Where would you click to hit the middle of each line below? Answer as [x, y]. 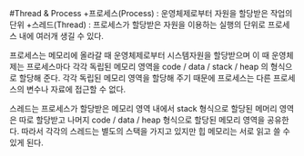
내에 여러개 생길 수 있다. [61, 36]
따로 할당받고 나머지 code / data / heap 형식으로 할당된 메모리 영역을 [142, 120]
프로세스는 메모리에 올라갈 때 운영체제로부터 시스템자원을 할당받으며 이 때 [140, 55]
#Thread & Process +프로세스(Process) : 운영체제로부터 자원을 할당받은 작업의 [151, 13]
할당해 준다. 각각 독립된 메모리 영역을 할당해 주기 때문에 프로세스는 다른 [145, 78]
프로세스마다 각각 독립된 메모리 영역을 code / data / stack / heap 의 [147, 67]
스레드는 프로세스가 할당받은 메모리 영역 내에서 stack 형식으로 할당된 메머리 [143, 108]
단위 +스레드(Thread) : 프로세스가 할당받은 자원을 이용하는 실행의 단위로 [137, 24]
